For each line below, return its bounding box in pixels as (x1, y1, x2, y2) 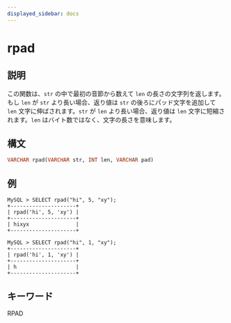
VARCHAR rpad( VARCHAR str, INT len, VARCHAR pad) (7, 157, 154, 164)
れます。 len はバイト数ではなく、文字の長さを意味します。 (7, 116, 176, 124)
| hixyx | (7, 221, 79, 228)
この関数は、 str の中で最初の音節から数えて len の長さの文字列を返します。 (7, 89, 225, 97)
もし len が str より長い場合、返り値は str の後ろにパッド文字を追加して (7, 98, 216, 107)
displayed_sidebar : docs (7, 10, 79, 17)
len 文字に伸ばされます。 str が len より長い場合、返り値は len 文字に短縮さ (7, 107, 225, 115)
